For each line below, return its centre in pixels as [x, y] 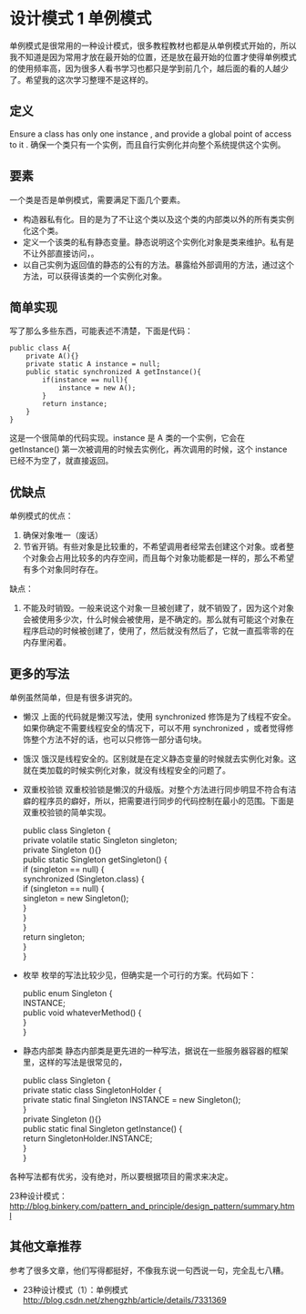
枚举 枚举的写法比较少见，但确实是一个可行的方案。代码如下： [139, 975]
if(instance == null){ [85, 380]
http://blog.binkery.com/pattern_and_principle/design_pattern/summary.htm [152, 1206]
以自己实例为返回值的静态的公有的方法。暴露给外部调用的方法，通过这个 [158, 264]
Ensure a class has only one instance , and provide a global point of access [151, 134]
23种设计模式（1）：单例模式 [75, 1289]
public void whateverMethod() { [82, 1013]
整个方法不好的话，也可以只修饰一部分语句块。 [118, 739]
